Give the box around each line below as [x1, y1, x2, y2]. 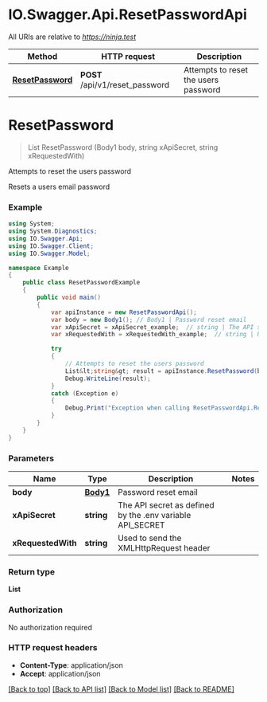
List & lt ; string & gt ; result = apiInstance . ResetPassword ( [64, 367, 258, 375]
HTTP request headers [8, 642, 98, 653]
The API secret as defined [118, 500, 215, 511]
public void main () [37, 293, 102, 302]
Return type [8, 566, 56, 577]
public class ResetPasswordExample [22, 279, 141, 287]
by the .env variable [118, 509, 192, 520]
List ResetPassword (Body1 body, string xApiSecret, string [27, 142, 219, 152]
